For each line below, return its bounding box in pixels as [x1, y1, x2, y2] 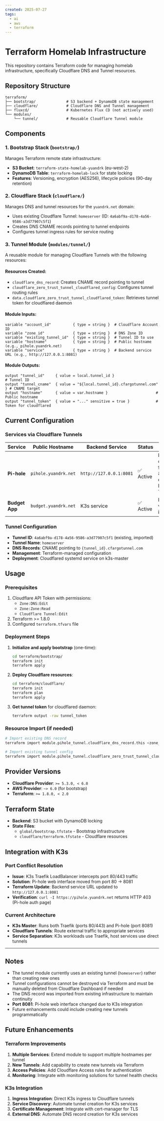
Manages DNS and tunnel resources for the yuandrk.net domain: [5, 203, 135, 209]
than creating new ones [12, 975, 60, 981]
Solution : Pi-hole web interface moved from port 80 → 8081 [12, 879, 133, 884]
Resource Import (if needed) [5, 725, 74, 731]
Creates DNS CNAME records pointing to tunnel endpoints [12, 223, 130, 229]
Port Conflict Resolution [5, 862, 63, 869]
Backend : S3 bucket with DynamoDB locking [12, 818, 102, 824]
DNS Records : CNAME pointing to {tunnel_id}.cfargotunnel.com [12, 545, 143, 550]
